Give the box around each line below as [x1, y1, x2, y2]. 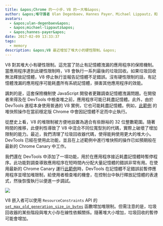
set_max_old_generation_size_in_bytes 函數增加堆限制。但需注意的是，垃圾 [5, 203, 157, 209]
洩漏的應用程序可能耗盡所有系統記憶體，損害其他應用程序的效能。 [13, 80, 146, 86]
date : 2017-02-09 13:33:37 [5, 35, 60, 39]
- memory [9, 43, 27, 48]
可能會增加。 [5, 215, 31, 221]
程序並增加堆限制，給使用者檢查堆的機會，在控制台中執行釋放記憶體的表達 [9, 172, 158, 177]
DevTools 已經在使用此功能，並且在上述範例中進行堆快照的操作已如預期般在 [5, 137, 157, 143]
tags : [5, 39, 16, 44]
